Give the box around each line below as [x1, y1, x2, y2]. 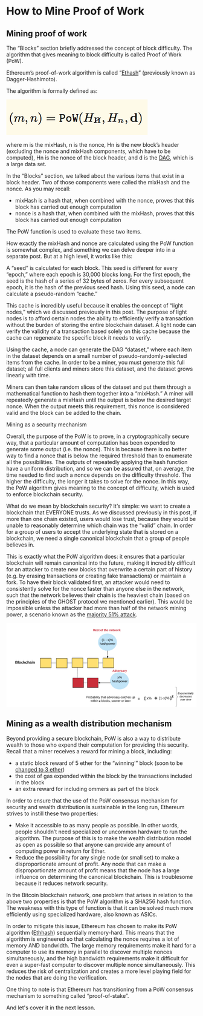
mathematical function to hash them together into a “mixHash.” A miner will [6, 390, 193, 397]
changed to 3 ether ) [14, 765, 65, 773]
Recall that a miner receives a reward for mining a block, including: [6, 747, 172, 755]
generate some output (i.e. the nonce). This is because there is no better [6, 446, 187, 452]
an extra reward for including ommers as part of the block [14, 785, 159, 792]
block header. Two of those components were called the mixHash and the [6, 179, 190, 186]
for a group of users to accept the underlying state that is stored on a [6, 528, 178, 535]
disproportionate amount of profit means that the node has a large [14, 866, 180, 874]
